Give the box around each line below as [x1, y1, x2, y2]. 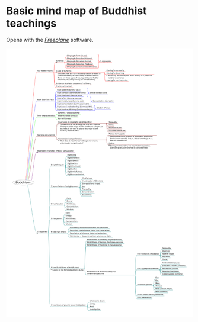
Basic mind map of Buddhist [6, 4, 147, 18]
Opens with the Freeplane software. [6, 36, 94, 43]
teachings [6, 17, 57, 30]
